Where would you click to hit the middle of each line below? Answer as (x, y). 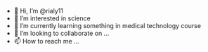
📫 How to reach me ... (46, 41)
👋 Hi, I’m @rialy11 (38, 11)
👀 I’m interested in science (52, 18)
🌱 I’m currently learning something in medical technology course (108, 26)
